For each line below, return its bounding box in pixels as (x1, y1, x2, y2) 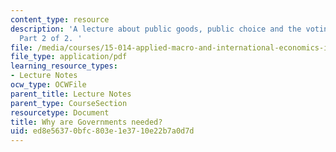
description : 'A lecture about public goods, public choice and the (10, 24, 302, 34)
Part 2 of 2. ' (19, 33, 83, 43)
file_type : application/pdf (10, 52, 128, 62)
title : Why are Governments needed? (10, 117, 163, 127)
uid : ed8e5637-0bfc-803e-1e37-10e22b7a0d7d (10, 126, 195, 136)
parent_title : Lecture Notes (10, 89, 132, 99)
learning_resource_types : (10, 61, 118, 71)
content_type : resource (10, 14, 110, 25)
